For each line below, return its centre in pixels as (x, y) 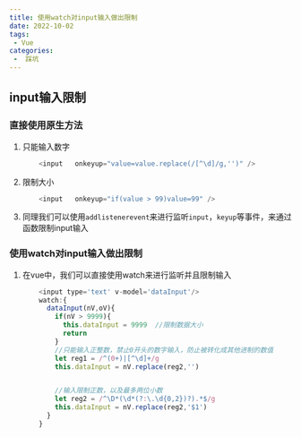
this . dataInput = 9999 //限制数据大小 (133, 325)
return (75, 334)
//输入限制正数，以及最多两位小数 (109, 390)
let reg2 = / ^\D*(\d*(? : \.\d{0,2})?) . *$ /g (135, 399)
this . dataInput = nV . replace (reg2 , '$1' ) (131, 407)
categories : (31, 51)
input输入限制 (48, 98)
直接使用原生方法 (46, 125)
